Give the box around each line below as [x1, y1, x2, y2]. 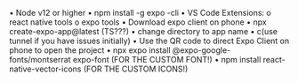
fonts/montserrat [9, 55, 71, 64]
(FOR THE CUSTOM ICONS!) [83, 63, 189, 74]
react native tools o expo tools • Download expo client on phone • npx [9, 17, 267, 27]
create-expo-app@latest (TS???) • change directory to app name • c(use [9, 26, 278, 36]
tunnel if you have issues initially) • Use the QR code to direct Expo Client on [9, 35, 290, 46]
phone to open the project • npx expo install [9, 45, 171, 56]
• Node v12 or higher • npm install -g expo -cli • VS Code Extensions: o [9, 8, 271, 18]
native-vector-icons [9, 63, 82, 74]
